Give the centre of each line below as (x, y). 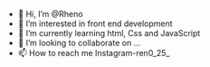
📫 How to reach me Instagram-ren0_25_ (94, 53)
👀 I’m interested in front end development (95, 24)
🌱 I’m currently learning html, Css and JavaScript (109, 33)
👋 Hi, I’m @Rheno (50, 14)
